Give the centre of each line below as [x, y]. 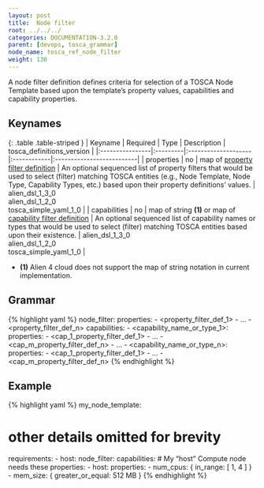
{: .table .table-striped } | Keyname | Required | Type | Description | [117, 142]
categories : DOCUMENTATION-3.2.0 [63, 38]
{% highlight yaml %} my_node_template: [75, 405]
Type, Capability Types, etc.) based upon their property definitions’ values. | [132, 184]
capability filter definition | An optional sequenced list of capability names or [132, 218]
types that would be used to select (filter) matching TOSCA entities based [128, 227]
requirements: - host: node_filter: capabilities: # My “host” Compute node [127, 459]
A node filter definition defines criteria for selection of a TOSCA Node [121, 82]
